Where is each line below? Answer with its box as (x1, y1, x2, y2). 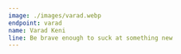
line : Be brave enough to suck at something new (8, 33, 173, 42)
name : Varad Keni (8, 26, 66, 34)
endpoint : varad (8, 19, 62, 27)
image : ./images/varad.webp (8, 11, 102, 20)
